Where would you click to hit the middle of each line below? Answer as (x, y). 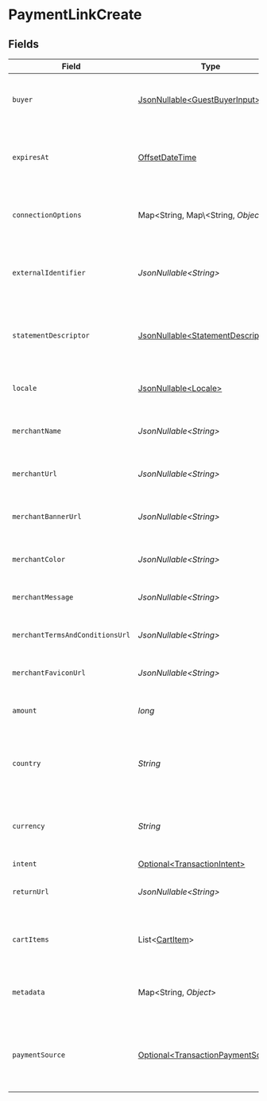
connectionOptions (47, 215)
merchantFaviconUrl (49, 673)
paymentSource (39, 1055)
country (27, 763)
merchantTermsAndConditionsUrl (72, 635)
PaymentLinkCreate (75, 15)
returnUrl (31, 892)
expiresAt (31, 157)
